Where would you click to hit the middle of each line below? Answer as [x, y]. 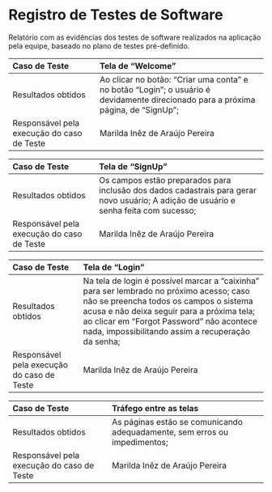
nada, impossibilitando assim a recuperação [167, 331]
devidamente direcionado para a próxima [178, 100]
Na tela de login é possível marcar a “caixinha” [171, 281]
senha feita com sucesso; [148, 210]
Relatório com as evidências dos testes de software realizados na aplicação [135, 37]
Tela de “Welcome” [138, 66]
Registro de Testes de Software [116, 15]
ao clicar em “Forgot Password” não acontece [170, 321]
